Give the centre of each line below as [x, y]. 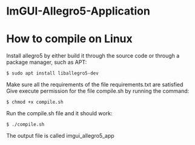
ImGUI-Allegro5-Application [78, 11]
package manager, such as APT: [47, 62]
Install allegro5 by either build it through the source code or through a [93, 56]
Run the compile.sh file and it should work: [59, 113]
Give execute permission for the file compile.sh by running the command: [98, 91]
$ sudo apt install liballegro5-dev [52, 73]
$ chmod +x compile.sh [35, 102]
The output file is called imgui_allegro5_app [61, 136]
